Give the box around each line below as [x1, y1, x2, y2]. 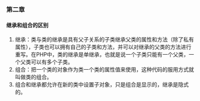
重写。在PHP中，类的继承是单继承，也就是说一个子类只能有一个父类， [14, 51, 189, 58]
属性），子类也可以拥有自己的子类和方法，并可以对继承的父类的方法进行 [14, 43, 192, 50]
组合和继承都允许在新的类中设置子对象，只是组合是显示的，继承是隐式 [14, 81, 189, 88]
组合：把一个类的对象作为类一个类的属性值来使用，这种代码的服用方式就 [14, 66, 194, 73]
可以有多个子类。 [31, 58, 73, 66]
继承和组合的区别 [6, 21, 49, 28]
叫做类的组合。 [14, 73, 52, 81]
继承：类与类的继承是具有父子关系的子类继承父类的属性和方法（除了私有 [14, 36, 194, 43]
